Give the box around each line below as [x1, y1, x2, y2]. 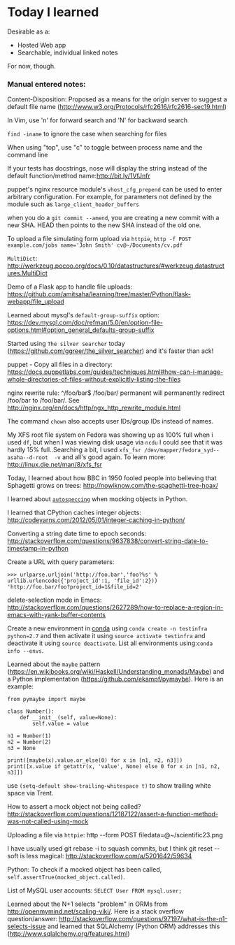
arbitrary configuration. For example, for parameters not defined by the [7, 193, 212, 201]
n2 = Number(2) [7, 739, 52, 746]
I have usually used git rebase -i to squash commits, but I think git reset [7, 844, 213, 853]
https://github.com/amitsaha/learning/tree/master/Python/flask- [7, 290, 191, 298]
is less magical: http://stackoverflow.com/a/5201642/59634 [20, 852, 192, 860]
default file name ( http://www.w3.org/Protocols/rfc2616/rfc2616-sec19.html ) [7, 103, 227, 111]
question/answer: [7, 915, 58, 923]
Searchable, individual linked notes [17, 48, 118, 57]
